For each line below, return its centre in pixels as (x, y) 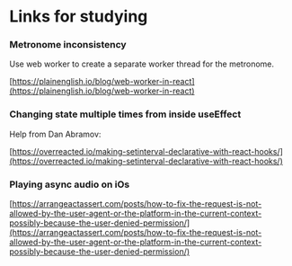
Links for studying (79, 17)
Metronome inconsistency (68, 45)
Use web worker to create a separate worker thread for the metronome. (142, 64)
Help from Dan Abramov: (55, 134)
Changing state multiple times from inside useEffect (125, 114)
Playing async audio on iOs (70, 184)
